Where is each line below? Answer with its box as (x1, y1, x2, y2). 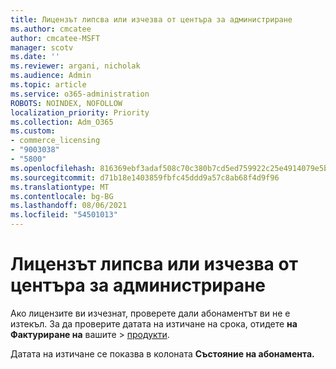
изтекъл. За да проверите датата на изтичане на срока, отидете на (10, 317, 298, 330)
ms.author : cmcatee (10, 24, 92, 34)
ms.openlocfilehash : (10, 163, 97, 173)
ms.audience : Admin (10, 71, 92, 81)
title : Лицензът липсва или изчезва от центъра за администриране (10, 14, 293, 25)
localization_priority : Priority (10, 107, 150, 118)
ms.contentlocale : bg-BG (10, 191, 114, 201)
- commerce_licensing (10, 136, 101, 146)
